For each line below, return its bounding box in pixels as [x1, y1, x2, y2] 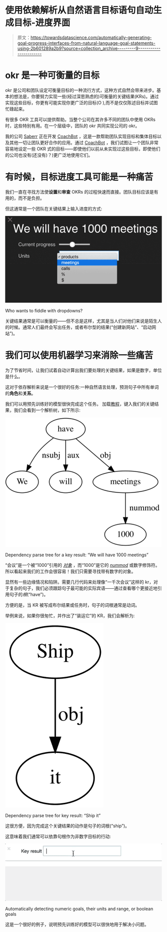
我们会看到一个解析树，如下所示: [13, 407, 81, 413]
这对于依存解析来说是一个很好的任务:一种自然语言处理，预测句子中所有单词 [5, 384, 159, 390]
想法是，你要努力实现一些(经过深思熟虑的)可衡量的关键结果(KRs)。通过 [13, 93, 159, 99]
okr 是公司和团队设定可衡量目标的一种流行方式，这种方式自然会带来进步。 [5, 87, 157, 93]
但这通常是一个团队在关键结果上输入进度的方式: [5, 206, 103, 212]
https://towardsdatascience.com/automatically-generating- [30, 34, 152, 40]
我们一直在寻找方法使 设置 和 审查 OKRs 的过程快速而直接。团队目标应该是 [5, 189, 154, 195]
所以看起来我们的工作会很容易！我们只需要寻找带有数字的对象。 [5, 568, 136, 574]
